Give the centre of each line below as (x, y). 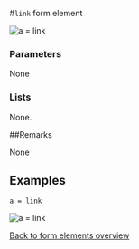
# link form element (46, 13)
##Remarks (31, 134)
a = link (26, 201)
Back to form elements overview (69, 235)
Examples (37, 180)
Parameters (35, 53)
